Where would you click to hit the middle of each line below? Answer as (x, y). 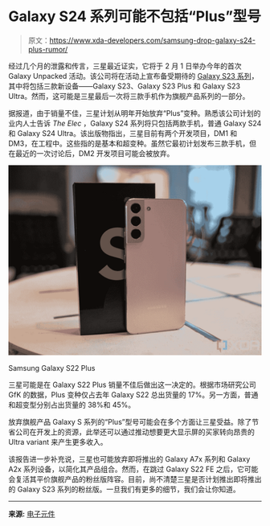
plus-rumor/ (48, 49)
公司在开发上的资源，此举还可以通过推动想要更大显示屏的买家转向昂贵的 (135, 432)
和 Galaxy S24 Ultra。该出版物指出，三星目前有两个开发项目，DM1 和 (123, 133)
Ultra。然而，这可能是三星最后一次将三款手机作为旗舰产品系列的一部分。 (129, 96)
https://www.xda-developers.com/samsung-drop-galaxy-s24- (152, 40)
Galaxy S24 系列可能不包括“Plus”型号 (135, 16)
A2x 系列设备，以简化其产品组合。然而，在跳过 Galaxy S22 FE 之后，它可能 (133, 469)
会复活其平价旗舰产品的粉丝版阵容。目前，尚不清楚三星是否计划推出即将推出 (135, 479)
